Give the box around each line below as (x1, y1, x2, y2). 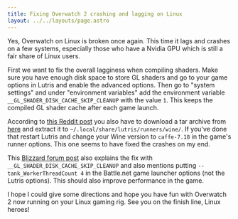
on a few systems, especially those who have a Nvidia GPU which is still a (7, 44, 224, 53)
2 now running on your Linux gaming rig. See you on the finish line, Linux (7, 197, 221, 206)
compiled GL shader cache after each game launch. (7, 103, 159, 112)
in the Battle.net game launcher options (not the (85, 169, 225, 177)
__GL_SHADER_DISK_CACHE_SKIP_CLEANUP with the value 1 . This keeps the (7, 95, 213, 104)
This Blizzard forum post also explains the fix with (7, 154, 153, 162)
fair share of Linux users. (7, 51, 80, 60)
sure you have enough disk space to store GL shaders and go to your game (7, 73, 228, 82)
